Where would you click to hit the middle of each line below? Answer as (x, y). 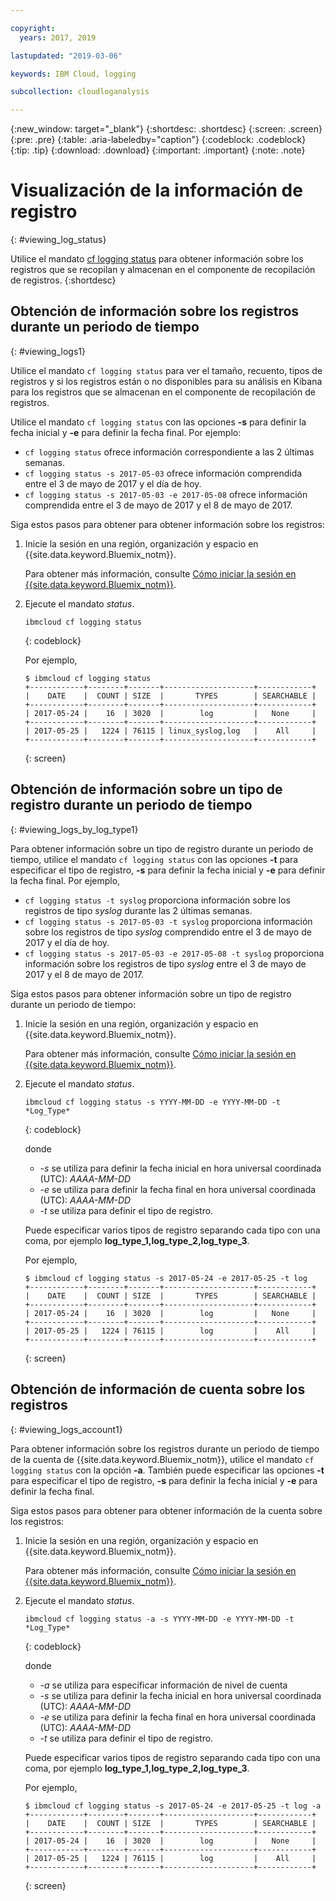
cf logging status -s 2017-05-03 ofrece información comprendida (163, 473)
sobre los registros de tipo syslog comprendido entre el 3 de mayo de (168, 932)
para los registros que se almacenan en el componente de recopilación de (163, 392)
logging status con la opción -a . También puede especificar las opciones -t (167, 1470)
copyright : (33, 28)
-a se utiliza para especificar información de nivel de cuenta (163, 1685)
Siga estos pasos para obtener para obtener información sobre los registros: (167, 524)
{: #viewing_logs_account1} (66, 1429)
